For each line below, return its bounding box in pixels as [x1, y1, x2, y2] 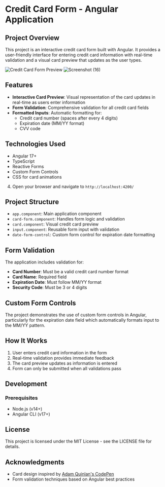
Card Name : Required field [12, 274, 67, 280]
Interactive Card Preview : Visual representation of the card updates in [12, 94, 156, 100]
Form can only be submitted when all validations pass [12, 365, 122, 371]
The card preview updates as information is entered [12, 360, 117, 366]
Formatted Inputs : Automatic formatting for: [12, 110, 102, 115]
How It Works [5, 337, 48, 345]
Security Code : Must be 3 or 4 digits [12, 285, 87, 291]
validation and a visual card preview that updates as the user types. [5, 57, 142, 63]
